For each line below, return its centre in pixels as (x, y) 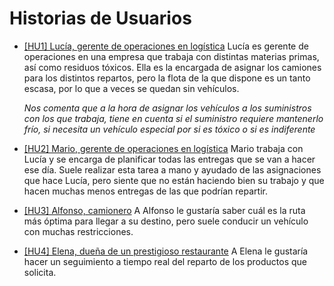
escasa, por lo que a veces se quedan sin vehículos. (131, 88)
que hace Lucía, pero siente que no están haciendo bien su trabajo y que (174, 180)
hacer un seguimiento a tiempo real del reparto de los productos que (165, 261)
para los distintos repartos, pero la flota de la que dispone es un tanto (167, 78)
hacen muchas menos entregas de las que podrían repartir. (145, 191)
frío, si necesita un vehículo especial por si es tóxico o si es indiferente (169, 129)
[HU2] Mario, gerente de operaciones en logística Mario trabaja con (163, 148)
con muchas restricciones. (78, 231)
